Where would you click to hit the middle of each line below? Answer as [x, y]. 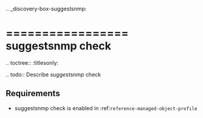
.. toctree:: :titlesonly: [32, 62]
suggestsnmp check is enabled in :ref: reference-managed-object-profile [106, 108]
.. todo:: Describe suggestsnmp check [53, 74]
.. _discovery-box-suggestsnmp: [46, 9]
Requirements [33, 93]
